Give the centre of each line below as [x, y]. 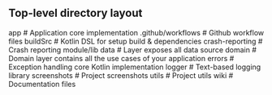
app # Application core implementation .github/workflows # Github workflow [136, 32]
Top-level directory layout [76, 13]
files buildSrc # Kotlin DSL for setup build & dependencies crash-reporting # [136, 41]
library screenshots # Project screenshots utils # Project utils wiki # [121, 75]
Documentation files [42, 84]
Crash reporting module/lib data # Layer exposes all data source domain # [133, 50]
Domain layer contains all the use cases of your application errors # [121, 58]
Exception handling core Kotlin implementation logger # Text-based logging [135, 67]
